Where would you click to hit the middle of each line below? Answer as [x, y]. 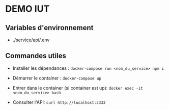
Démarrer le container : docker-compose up [57, 78]
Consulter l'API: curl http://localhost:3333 [59, 102]
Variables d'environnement [49, 28]
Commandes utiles [36, 56]
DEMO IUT [27, 9]
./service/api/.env [31, 40]
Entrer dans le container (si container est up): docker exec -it [78, 88]
